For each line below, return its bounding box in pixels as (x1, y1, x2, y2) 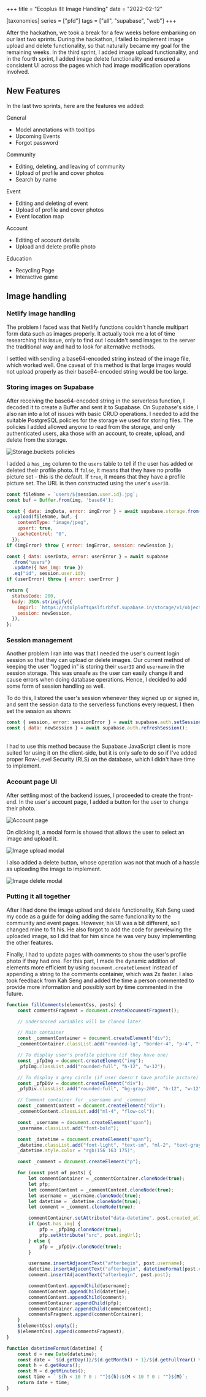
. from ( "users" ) (12, 559, 51, 565)
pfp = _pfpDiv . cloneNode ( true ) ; (39, 1244, 122, 1250)
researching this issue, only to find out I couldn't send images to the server (6, 336, 196, 344)
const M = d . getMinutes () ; (17, 1368, 86, 1374)
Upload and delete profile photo (15, 242, 96, 250)
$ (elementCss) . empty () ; (17, 1323, 78, 1329)
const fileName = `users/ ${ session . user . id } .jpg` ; (6, 491, 139, 498)
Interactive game (15, 273, 58, 280)
